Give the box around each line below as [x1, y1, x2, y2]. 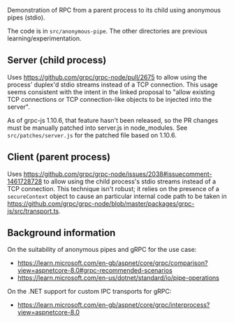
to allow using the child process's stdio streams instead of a [43, 177, 217, 186]
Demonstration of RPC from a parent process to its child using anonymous [7, 6, 221, 14]
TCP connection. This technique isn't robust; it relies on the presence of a [7, 184, 220, 193]
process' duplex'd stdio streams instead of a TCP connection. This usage [7, 80, 218, 89]
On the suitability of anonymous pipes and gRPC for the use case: [7, 246, 197, 254]
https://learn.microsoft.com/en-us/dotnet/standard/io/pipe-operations [17, 273, 220, 282]
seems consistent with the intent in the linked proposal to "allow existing [7, 87, 215, 96]
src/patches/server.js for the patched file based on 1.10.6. [7, 130, 177, 139]
